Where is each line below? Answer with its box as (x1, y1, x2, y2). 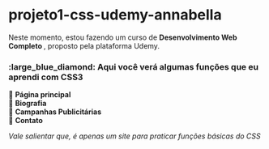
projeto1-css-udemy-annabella (8, 6, 222, 24)
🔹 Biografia (8, 99, 47, 109)
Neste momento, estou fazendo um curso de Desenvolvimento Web (8, 32, 237, 42)
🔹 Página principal (8, 90, 71, 100)
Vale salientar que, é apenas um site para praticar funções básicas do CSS (8, 131, 261, 141)
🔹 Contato (8, 116, 43, 126)
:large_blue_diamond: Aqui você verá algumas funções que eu (8, 61, 259, 72)
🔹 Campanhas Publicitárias (8, 107, 102, 117)
